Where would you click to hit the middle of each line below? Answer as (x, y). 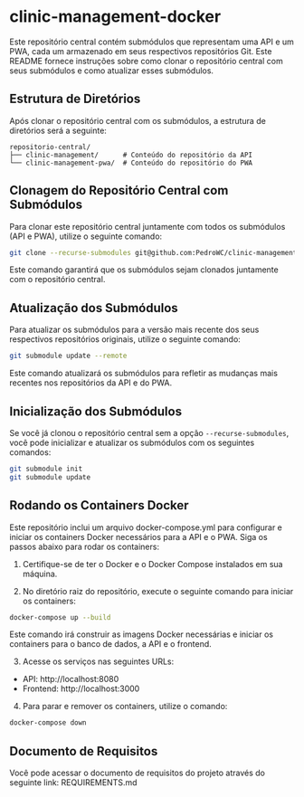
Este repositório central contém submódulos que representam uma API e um (152, 42)
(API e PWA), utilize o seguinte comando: (86, 236)
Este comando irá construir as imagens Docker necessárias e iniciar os (142, 634)
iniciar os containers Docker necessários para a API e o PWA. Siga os (139, 536)
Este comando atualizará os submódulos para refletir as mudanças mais (144, 374)
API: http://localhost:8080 (71, 679)
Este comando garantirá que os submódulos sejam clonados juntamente (144, 270)
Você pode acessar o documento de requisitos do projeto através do (137, 773)
